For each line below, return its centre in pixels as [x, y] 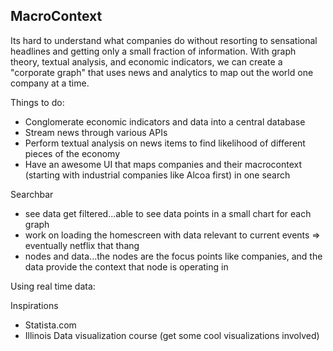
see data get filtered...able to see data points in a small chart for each [168, 213]
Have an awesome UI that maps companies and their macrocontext [163, 164]
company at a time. [50, 83]
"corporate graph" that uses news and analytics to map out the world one [162, 72]
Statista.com [50, 325]
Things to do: [37, 102]
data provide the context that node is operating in [126, 266]
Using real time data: [53, 286]
